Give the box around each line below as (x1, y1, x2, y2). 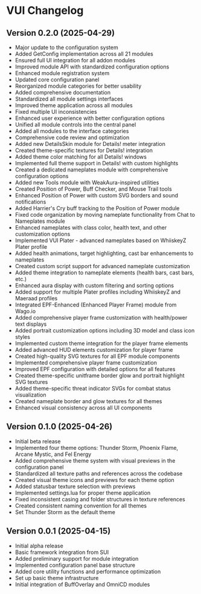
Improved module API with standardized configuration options (14, 63, 170, 70)
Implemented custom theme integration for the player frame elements (14, 340, 188, 347)
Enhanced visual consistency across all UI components (14, 404, 152, 411)
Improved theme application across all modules (14, 102, 133, 109)
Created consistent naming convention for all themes (14, 502, 147, 509)
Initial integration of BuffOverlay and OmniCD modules (14, 581, 150, 588)
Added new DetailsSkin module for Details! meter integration (14, 140, 166, 147)
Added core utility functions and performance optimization (14, 567, 161, 575)
